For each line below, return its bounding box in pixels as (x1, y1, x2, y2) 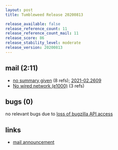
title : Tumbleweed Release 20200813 (5, 12, 83, 17)
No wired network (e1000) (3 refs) (12, 82, 85, 89)
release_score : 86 (5, 36, 44, 41)
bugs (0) (5, 97, 33, 106)
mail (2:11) (5, 64, 38, 73)
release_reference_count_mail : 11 (5, 31, 79, 36)
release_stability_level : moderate (5, 40, 81, 46)
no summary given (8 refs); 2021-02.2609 (12, 77, 102, 83)
